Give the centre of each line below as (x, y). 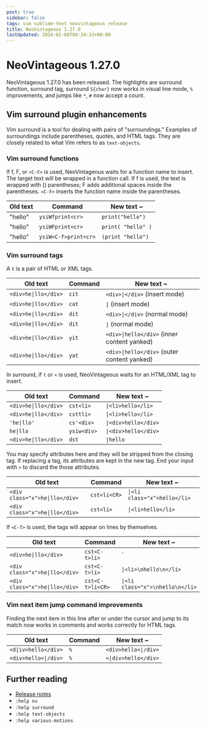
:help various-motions (44, 720)
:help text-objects (40, 714)
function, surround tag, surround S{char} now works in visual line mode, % (100, 89)
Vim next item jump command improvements (74, 605)
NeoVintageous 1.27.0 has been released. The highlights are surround (94, 82)
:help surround (35, 707)
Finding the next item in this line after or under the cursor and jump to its (97, 618)
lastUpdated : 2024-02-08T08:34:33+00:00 (59, 35)
